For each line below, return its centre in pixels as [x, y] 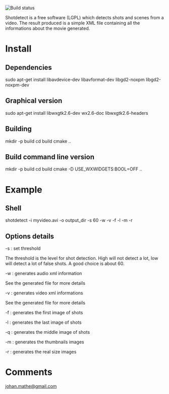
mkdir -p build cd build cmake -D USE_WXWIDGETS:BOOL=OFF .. [74, 169]
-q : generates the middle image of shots [48, 332]
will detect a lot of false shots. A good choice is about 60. [65, 264]
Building [18, 129]
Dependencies [29, 68]
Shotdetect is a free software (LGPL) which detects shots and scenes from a [84, 17]
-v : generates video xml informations [44, 293]
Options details [30, 236]
